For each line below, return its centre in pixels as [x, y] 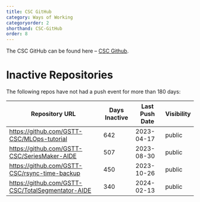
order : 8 [17, 34]
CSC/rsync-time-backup [45, 173]
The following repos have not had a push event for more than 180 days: [93, 92]
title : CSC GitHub [29, 12]
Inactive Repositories [60, 75]
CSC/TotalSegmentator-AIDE [50, 191]
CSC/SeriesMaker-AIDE [43, 156]
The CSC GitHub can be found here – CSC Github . [68, 51]
